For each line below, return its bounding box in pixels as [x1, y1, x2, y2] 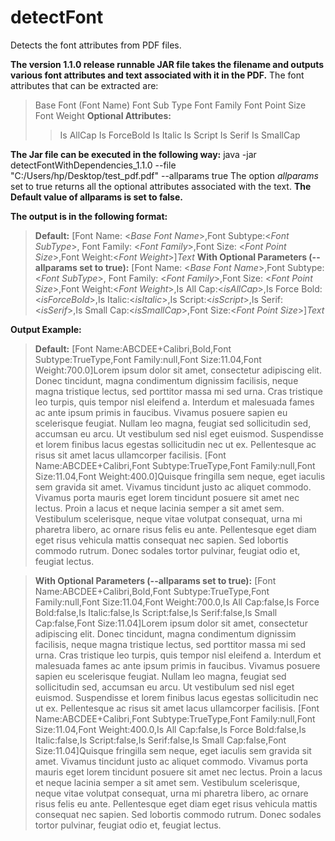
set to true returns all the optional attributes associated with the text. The [10, 180, 312, 192]
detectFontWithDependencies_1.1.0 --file [10, 159, 177, 171]
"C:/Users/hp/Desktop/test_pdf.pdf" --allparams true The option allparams [10, 169, 319, 181]
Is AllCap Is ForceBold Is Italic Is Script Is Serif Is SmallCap [59, 129, 301, 141]
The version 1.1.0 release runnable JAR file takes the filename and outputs [10, 58, 325, 70]
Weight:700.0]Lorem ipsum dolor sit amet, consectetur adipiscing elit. [34, 364, 322, 376]
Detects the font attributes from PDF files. [10, 39, 182, 51]
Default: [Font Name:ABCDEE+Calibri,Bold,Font [34, 342, 232, 355]
